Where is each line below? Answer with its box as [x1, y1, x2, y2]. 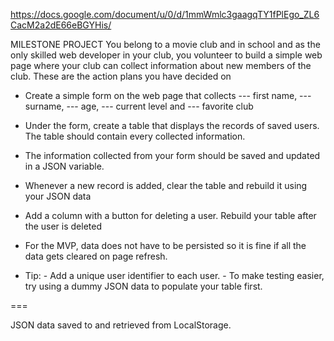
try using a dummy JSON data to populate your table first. [24, 280, 263, 292]
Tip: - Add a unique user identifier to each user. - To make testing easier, [24, 270, 325, 281]
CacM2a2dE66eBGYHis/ [10, 19, 112, 31]
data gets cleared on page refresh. [24, 250, 168, 262]
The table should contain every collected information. [24, 130, 246, 142]
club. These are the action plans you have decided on [10, 70, 232, 82]
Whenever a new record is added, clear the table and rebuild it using [24, 180, 308, 191]
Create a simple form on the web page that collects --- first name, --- [24, 90, 312, 101]
